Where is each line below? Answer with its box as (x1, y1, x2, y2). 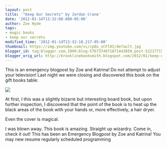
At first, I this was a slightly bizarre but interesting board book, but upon (5, 96, 152, 102)
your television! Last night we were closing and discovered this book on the (5, 72, 160, 78)
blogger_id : (5, 49, 30, 53)
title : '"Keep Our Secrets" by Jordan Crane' (5, 12, 101, 17)
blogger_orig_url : (5, 53, 43, 58)
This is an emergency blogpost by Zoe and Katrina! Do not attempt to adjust (5, 67, 161, 73)
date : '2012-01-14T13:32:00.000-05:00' (5, 16, 88, 21)
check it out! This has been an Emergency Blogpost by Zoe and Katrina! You (5, 131, 161, 137)
